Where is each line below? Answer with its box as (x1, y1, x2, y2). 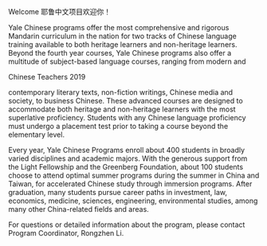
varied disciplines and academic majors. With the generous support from (8, 154, 248, 163)
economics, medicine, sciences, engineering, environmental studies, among (8, 196, 258, 205)
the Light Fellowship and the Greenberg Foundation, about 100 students (8, 162, 244, 171)
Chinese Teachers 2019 (8, 72, 86, 81)
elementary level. (8, 130, 65, 139)
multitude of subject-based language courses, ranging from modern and (8, 57, 246, 66)
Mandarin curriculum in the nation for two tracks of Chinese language (8, 31, 237, 41)
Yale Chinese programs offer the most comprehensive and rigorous (8, 23, 230, 32)
